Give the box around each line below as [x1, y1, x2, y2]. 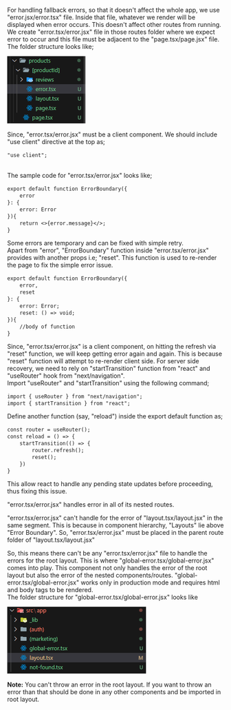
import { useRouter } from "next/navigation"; [7, 393, 143, 400]
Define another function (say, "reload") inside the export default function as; [7, 412, 223, 420]
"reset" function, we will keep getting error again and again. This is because [7, 349, 222, 358]
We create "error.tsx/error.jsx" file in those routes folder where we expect [7, 28, 215, 36]
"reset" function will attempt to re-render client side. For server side [7, 357, 199, 365]
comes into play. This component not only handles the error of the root [7, 564, 208, 571]
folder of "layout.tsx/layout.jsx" [7, 536, 95, 544]
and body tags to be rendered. [7, 586, 93, 594]
